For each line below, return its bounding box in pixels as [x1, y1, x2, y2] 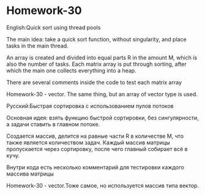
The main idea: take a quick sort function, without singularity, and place [6, 35, 187, 43]
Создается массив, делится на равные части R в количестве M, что [6, 132, 184, 140]
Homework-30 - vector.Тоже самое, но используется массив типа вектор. [6, 182, 199, 189]
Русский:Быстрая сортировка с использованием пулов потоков [6, 102, 174, 110]
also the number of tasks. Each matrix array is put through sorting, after [6, 60, 187, 68]
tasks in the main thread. [6, 42, 69, 49]
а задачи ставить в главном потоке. [6, 120, 100, 128]
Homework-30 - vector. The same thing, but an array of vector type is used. [6, 90, 198, 97]
